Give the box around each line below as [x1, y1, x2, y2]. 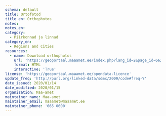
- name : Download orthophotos [9, 53, 72, 58]
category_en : [5, 39, 32, 44]
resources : [5, 48, 28, 53]
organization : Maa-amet [5, 90, 54, 95]
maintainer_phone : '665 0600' [5, 104, 68, 109]
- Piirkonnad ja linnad [9, 35, 58, 40]
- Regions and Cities [9, 44, 54, 49]
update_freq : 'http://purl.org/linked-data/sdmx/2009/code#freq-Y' [5, 76, 147, 81]
